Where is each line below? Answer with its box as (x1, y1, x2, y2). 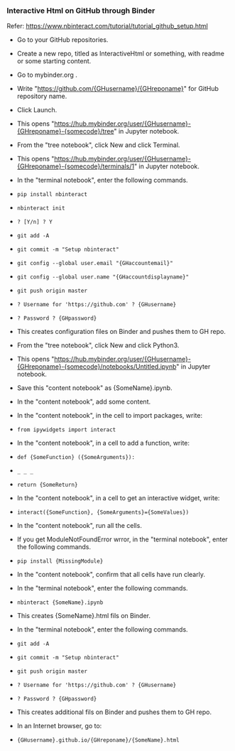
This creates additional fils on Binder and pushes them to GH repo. (16, 708, 212, 716)
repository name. (16, 92, 67, 101)
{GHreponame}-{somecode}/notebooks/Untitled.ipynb (16, 362, 177, 371)
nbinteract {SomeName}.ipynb (16, 599, 104, 606)
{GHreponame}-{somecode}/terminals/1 (16, 162, 135, 171)
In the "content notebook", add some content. (16, 397, 151, 406)
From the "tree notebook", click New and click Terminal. (16, 141, 180, 149)
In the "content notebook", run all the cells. (16, 522, 143, 530)
